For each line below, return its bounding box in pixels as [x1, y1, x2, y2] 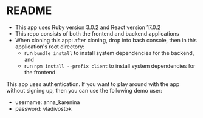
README [6, 4, 52, 18]
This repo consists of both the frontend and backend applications [15, 30, 179, 37]
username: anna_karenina [15, 98, 80, 106]
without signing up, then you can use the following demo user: [6, 87, 163, 94]
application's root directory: [15, 43, 85, 50]
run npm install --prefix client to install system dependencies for [24, 62, 196, 70]
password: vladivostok [15, 105, 72, 112]
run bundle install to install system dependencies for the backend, [24, 49, 194, 56]
